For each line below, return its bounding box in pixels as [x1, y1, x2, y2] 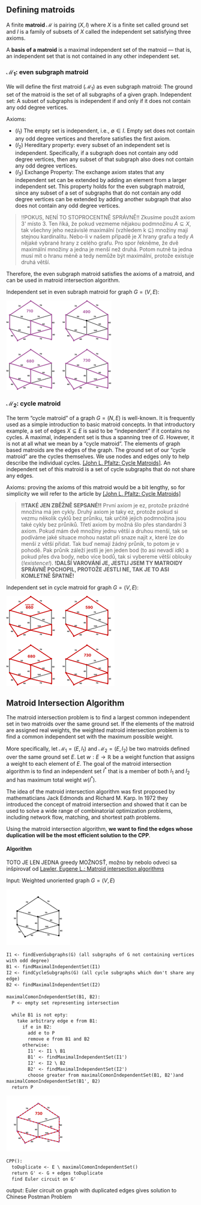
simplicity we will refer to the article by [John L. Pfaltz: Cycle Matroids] [6, 490, 181, 498]
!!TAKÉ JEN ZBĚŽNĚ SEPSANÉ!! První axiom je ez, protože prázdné [20, 502, 189, 509]
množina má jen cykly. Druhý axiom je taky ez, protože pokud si [20, 509, 179, 516]
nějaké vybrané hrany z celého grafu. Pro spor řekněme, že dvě [20, 239, 179, 246]
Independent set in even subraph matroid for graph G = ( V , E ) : [6, 288, 160, 295]
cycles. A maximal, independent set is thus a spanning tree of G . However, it [6, 434, 194, 441]
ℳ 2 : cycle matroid [6, 399, 61, 409]
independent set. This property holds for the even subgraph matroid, [14, 183, 185, 190]
